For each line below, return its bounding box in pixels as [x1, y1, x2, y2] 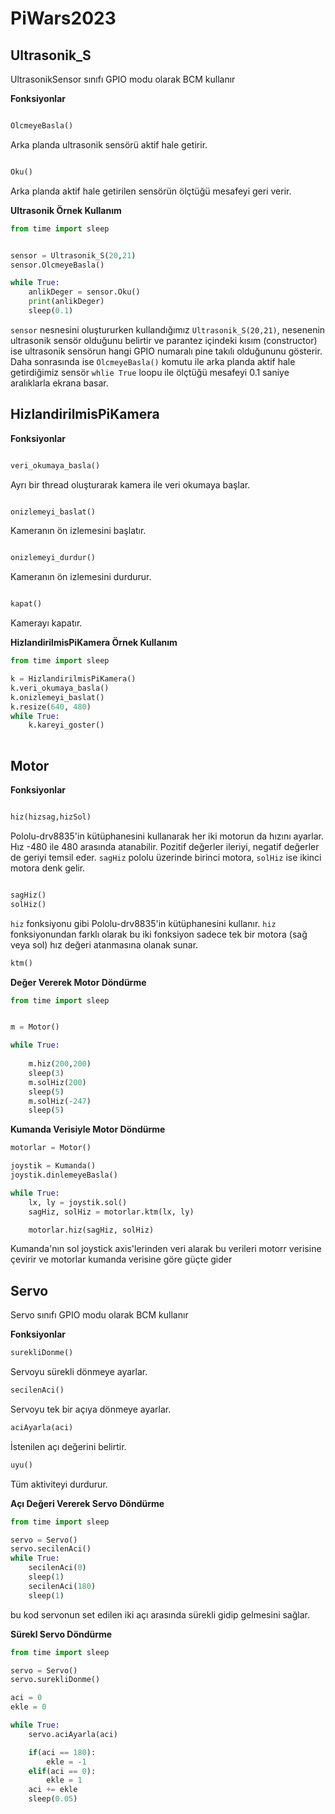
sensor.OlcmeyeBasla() [10, 260, 105, 270]
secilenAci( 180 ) [28, 1581, 97, 1591]
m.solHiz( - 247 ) [28, 1096, 92, 1106]
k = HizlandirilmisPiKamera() [10, 674, 137, 684]
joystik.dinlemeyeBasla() [10, 1170, 118, 1180]
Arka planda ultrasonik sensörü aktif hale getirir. [10, 138, 208, 151]
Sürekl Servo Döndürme [10, 1628, 113, 1640]
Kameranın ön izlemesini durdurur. [10, 571, 152, 583]
